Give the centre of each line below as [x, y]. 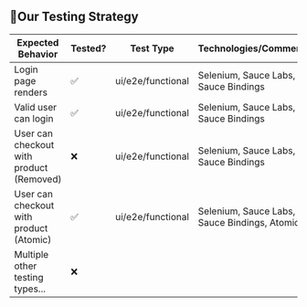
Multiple [32, 254]
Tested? [88, 48]
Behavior [38, 54]
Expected [38, 42]
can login [34, 118]
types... [30, 289]
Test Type [153, 48]
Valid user [36, 107]
